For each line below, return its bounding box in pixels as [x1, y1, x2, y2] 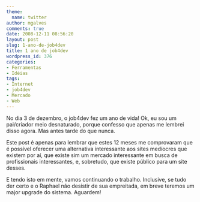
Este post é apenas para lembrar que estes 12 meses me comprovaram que [6, 138, 193, 146]
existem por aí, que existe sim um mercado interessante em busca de [6, 151, 178, 159]
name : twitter [11, 14, 47, 20]
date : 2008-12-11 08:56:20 [6, 31, 74, 37]
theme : [6, 8, 23, 15]
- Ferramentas [6, 64, 42, 71]
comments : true [6, 25, 44, 32]
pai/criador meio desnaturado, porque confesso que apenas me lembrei [6, 120, 184, 128]
